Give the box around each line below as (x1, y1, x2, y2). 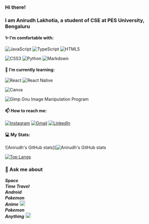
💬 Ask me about (5, 166, 43, 172)
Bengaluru (5, 23, 31, 30)
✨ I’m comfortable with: (5, 35, 54, 41)
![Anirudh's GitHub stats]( (5, 144, 56, 150)
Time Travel (5, 183, 30, 189)
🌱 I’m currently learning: (5, 67, 55, 72)
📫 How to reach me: (5, 107, 47, 113)
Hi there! (5, 4, 26, 11)
